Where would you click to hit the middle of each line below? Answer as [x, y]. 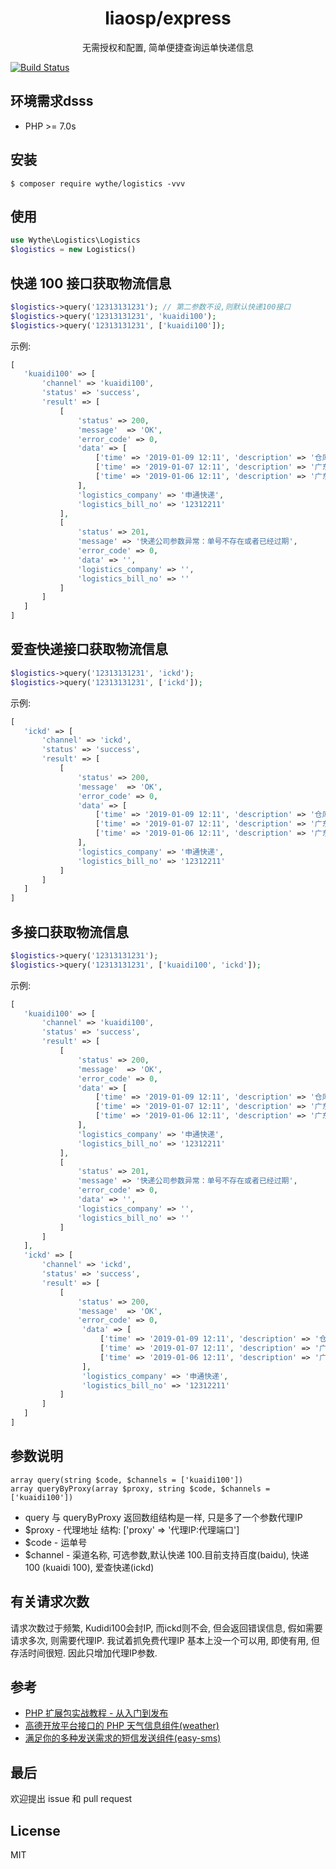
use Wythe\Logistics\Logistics [75, 240]
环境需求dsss [52, 101]
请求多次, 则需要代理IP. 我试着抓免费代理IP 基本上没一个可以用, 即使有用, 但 [165, 1640]
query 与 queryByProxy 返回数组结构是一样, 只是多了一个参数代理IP [163, 1517]
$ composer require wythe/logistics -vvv [98, 183]
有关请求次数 [50, 1602]
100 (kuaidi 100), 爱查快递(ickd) [89, 1567]
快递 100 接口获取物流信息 [91, 283]
